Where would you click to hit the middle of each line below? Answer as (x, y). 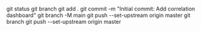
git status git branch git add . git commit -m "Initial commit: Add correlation (101, 9)
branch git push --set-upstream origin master (64, 22)
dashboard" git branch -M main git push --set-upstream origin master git (99, 15)
